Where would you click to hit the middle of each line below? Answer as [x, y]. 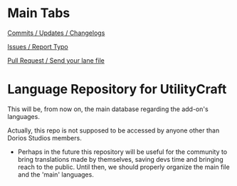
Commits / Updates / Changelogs [56, 33]
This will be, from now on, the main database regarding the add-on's [108, 109]
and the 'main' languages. [56, 174]
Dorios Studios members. [44, 138]
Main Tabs [39, 13]
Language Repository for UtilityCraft [117, 89]
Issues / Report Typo [38, 46]
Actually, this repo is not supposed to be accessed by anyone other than [114, 130]
